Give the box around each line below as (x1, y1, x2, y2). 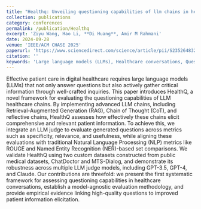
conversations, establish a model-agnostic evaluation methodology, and (6, 183, 184, 190)
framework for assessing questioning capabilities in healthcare (6, 177, 162, 184)
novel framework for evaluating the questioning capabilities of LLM (6, 94, 171, 102)
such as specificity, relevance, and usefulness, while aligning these (6, 132, 172, 139)
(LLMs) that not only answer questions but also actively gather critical (6, 81, 178, 88)
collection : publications (6, 14, 71, 20)
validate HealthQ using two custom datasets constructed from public (6, 151, 176, 158)
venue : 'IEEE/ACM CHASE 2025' (6, 42, 82, 48)
